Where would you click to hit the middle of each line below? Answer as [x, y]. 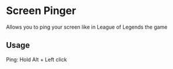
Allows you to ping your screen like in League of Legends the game [87, 27]
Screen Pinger [41, 11]
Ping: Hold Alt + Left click [36, 59]
